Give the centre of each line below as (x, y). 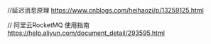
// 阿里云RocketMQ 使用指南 (49, 25)
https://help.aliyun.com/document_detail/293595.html (86, 33)
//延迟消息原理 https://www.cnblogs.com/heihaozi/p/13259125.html (105, 10)
